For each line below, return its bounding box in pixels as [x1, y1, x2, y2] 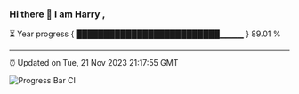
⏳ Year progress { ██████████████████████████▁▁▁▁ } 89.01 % [9, 28, 281, 39]
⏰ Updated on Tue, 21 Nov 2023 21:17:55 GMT [9, 58, 179, 68]
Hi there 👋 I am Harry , [9, 8, 106, 20]
